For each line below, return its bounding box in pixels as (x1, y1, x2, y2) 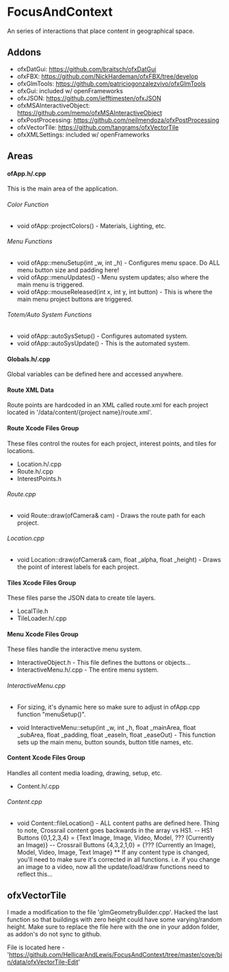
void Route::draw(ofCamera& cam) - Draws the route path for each (16, 511, 206, 520)
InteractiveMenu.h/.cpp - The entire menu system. (16, 666, 159, 674)
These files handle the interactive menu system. (7, 645, 142, 653)
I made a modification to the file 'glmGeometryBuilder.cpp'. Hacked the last (7, 908, 219, 916)
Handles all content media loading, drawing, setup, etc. (7, 768, 163, 777)
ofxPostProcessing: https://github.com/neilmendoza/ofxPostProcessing (16, 116, 220, 124)
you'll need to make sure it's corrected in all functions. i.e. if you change (16, 855, 221, 864)
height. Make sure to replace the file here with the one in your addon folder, (7, 923, 220, 931)
